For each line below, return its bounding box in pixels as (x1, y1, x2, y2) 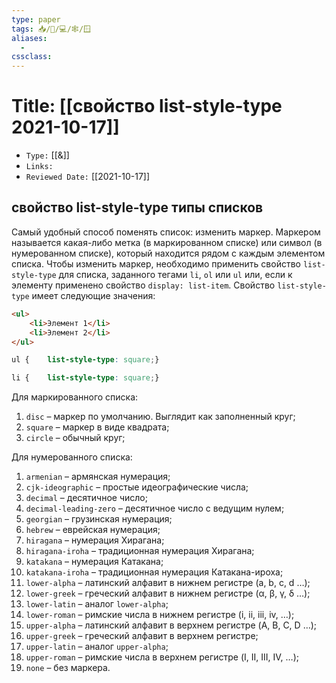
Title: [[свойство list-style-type (11, 95, 283, 118)
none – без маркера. (25, 662, 111, 674)
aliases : (11, 33, 48, 43)
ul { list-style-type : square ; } (11, 355, 160, 365)
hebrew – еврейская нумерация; (25, 524, 161, 536)
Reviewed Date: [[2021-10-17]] (25, 171, 151, 183)
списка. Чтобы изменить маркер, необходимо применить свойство (11, 257, 301, 270)
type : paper (11, 14, 61, 25)
